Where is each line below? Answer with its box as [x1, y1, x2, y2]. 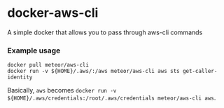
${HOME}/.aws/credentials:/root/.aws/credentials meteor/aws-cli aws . [7, 93, 216, 102]
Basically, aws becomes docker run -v [7, 86, 117, 95]
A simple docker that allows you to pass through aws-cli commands [7, 28, 203, 36]
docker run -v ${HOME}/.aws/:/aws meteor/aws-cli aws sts [7, 68, 180, 75]
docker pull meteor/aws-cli [7, 62, 90, 69]
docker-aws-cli [7, 5, 99, 21]
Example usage [7, 46, 61, 55]
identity [7, 74, 33, 81]
